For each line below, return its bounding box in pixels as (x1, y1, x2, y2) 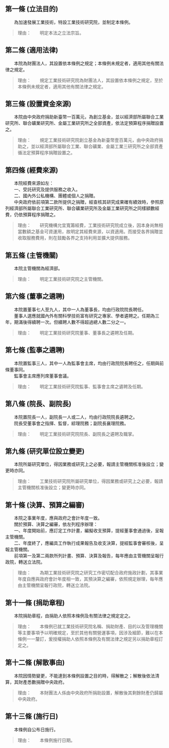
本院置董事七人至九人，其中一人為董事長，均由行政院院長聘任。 (14, 306, 146, 312)
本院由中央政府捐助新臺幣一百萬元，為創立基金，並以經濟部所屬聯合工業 (14, 114, 164, 120)
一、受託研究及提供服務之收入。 (14, 187, 80, 193)
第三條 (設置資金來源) (5, 100, 71, 108)
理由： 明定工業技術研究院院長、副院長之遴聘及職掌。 (17, 431, 137, 437)
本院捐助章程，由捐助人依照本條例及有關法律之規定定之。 (14, 613, 133, 619)
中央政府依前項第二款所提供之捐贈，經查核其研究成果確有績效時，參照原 (14, 199, 164, 205)
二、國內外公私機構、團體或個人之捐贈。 (14, 193, 98, 199)
